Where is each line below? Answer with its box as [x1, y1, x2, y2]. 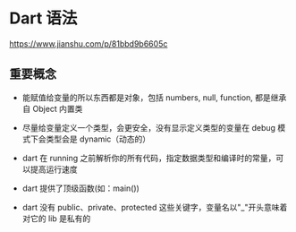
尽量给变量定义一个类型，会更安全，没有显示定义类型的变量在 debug [21, 122, 275, 133]
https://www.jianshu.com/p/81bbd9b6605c [9, 38, 168, 49]
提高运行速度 [30, 163, 78, 175]
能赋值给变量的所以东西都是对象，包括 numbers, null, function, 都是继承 [21, 91, 287, 103]
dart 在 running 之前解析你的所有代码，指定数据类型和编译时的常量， [21, 152, 276, 163]
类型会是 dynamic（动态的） [46, 133, 151, 144]
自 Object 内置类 [21, 103, 83, 114]
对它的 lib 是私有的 [21, 212, 91, 224]
